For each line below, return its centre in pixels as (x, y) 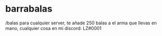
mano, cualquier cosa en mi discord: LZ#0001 (53, 28)
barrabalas (29, 9)
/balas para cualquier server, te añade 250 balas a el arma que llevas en (81, 23)
